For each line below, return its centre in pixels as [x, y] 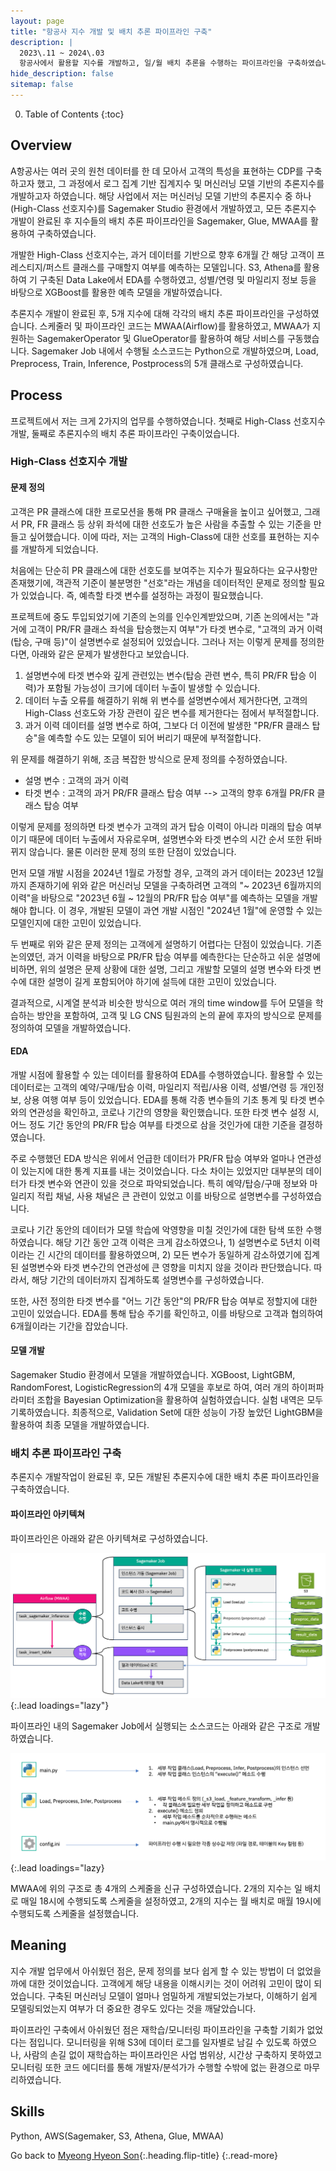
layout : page [37, 21]
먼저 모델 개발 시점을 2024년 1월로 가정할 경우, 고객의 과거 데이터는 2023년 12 [163, 872]
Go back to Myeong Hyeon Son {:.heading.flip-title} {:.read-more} [144, 2155]
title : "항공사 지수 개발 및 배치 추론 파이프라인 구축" [111, 31]
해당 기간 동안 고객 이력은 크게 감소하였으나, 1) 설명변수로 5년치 [178, 1242]
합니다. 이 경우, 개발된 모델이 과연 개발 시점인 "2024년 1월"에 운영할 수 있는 [175, 910]
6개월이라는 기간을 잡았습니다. [69, 1326]
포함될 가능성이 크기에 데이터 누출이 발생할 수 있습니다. [153, 687]
